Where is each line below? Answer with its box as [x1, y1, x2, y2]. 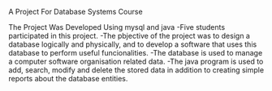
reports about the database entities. [8, 74, 128, 83]
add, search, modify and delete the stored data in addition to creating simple [8, 65, 265, 75]
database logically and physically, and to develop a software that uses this [8, 39, 257, 49]
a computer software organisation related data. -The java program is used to [8, 56, 264, 66]
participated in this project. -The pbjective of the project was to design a [8, 31, 250, 40]
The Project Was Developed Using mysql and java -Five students [8, 23, 226, 31]
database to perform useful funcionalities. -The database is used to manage [8, 48, 263, 57]
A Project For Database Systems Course [8, 7, 144, 16]
